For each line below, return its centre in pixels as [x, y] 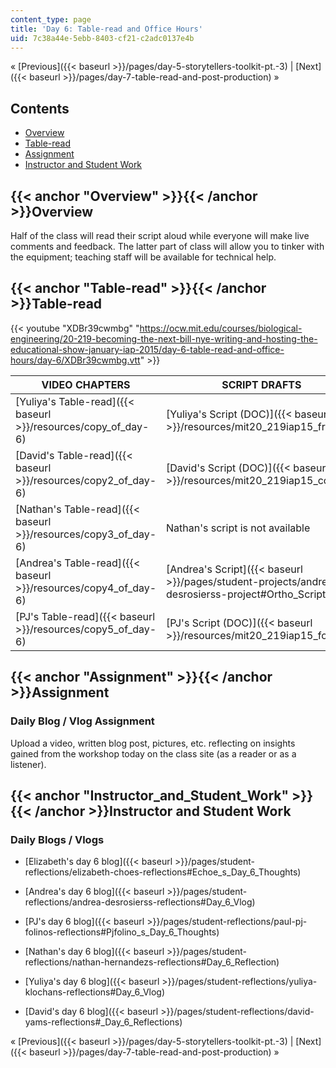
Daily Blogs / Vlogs [57, 839]
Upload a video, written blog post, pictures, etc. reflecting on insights [153, 743]
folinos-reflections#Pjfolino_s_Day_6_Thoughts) [122, 932]
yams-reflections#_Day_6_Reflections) [103, 1022]
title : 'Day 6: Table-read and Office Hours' [106, 29]
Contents [40, 108]
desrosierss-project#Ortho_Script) [248, 594]
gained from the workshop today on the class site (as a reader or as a [153, 753]
